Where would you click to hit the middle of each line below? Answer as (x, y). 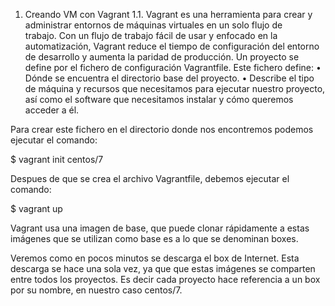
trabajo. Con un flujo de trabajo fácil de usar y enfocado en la (151, 35)
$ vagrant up (36, 208)
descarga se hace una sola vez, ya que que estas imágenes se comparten (163, 268)
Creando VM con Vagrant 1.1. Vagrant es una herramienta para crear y (168, 14)
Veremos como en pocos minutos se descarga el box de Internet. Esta (155, 258)
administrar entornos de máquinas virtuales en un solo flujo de (153, 25)
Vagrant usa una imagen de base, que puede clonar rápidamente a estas (160, 228)
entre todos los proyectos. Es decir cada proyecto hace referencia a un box (165, 279)
